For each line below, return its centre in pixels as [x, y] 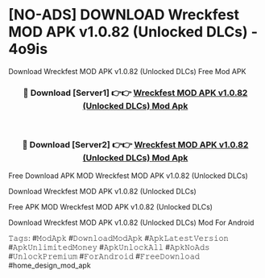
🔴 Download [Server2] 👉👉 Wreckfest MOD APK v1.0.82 [135, 145]
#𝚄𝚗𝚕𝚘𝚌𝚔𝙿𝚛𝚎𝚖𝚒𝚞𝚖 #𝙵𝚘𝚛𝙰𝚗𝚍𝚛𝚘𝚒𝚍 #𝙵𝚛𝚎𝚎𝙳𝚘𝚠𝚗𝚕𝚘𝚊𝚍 [104, 256]
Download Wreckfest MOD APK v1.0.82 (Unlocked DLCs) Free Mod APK [127, 71]
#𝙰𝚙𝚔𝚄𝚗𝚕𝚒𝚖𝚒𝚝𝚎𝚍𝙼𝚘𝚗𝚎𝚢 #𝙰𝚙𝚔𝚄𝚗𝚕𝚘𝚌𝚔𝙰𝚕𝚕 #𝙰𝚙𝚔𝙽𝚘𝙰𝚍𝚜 [109, 247]
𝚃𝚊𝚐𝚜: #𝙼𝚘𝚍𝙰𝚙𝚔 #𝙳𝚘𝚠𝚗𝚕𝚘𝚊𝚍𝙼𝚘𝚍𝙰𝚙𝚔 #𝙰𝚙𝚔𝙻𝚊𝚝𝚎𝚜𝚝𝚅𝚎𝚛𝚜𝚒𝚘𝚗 [119, 238]
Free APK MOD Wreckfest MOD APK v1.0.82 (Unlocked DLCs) [111, 206]
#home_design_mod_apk [50, 265]
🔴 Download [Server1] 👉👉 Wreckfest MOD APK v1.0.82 [135, 93]
